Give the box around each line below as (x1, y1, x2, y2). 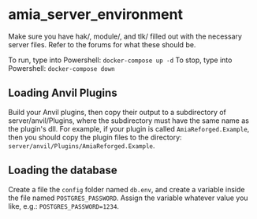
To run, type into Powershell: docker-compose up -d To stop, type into (8, 55, 233, 65)
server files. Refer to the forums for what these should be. (8, 39, 196, 49)
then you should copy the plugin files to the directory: (8, 132, 183, 142)
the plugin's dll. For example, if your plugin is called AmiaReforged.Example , (8, 124, 250, 133)
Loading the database (8, 164, 118, 177)
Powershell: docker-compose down (8, 63, 116, 72)
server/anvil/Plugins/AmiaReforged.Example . (8, 140, 155, 150)
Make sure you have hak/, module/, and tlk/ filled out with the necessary (8, 32, 243, 41)
